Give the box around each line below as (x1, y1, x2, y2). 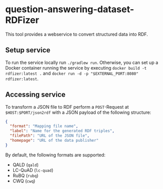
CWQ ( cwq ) (12, 178, 36, 184)
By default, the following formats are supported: (5, 151, 106, 158)
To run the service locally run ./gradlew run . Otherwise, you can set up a (5, 59, 158, 66)
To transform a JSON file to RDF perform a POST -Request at (5, 104, 129, 110)
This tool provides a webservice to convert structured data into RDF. (5, 31, 148, 37)
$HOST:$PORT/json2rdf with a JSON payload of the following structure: (5, 109, 151, 115)
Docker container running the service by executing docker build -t (5, 65, 147, 71)
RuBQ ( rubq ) (12, 172, 39, 178)
